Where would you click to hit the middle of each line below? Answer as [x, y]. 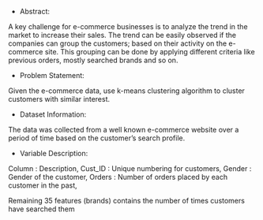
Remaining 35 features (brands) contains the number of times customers [126, 201]
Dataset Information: [53, 114]
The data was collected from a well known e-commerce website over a [124, 130]
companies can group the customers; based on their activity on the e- [122, 43]
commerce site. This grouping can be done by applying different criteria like [131, 52]
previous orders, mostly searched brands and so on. [93, 60]
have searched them [41, 209]
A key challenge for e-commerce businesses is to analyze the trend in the [128, 26]
